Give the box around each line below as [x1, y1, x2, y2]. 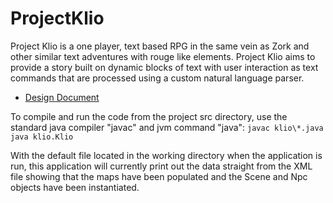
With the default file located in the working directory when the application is [10, 149, 323, 161]
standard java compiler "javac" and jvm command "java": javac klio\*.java [10, 121, 324, 133]
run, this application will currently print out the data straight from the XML [10, 160, 313, 172]
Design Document [24, 91, 100, 103]
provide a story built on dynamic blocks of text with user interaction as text [10, 61, 319, 73]
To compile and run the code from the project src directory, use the [10, 110, 288, 122]
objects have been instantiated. [10, 181, 140, 193]
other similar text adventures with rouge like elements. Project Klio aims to [10, 50, 316, 62]
